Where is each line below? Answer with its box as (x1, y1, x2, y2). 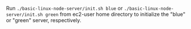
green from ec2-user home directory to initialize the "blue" (45, 11, 186, 18)
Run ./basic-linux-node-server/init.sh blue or (6, 5, 123, 11)
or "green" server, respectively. (6, 17, 82, 23)
